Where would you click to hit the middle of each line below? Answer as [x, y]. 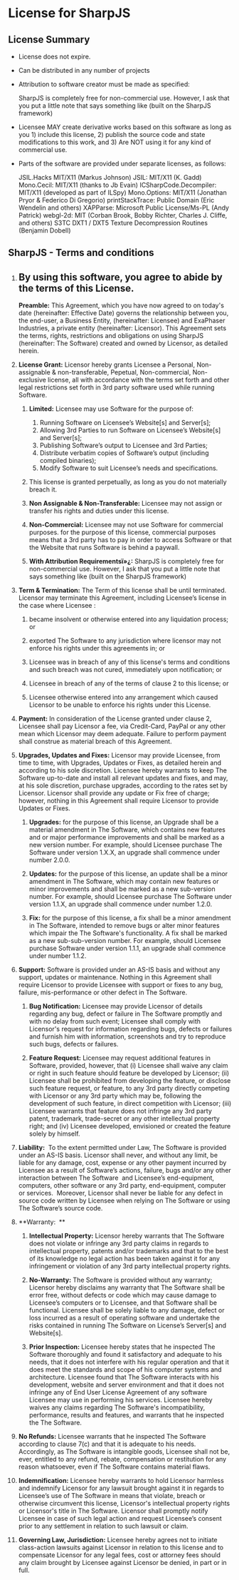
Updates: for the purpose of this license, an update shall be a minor [128, 874]
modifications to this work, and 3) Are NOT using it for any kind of [115, 142]
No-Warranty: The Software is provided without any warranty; [121, 1280]
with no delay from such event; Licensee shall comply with [115, 1021]
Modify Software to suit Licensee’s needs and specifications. [129, 468]
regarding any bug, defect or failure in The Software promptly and [126, 1014]
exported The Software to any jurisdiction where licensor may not [125, 641]
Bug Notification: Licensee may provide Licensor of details [116, 1006]
